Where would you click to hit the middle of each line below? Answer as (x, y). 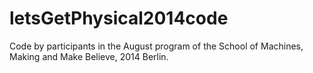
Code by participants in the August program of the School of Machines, (156, 46)
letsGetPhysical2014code (119, 18)
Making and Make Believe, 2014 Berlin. (89, 56)
